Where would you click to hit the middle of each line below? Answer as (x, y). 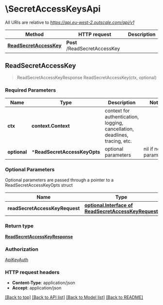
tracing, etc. (118, 141)
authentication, (122, 117)
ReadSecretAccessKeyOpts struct (39, 185)
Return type (19, 226)
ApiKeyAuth (17, 259)
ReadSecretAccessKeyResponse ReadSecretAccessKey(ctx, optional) (87, 77)
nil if (148, 149)
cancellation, (119, 129)
